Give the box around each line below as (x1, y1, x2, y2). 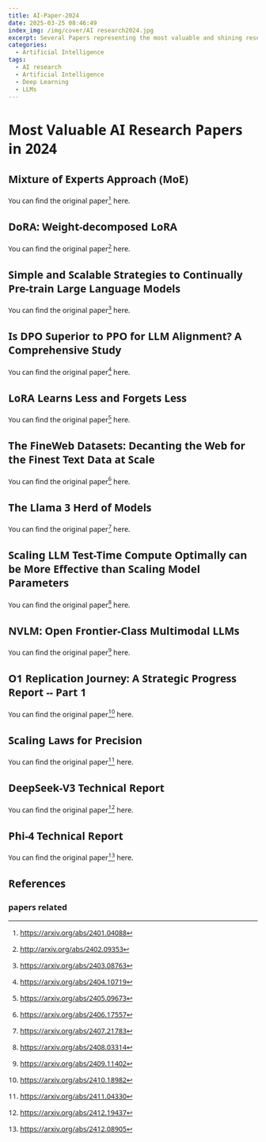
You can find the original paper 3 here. (8, 304, 131, 315)
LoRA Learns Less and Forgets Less (8, 390, 188, 405)
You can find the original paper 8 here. (8, 598, 131, 610)
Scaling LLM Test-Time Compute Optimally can (8, 548, 248, 563)
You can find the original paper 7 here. (8, 522, 131, 534)
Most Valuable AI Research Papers (8, 120, 243, 139)
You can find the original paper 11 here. (8, 755, 134, 767)
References (8, 877, 66, 892)
